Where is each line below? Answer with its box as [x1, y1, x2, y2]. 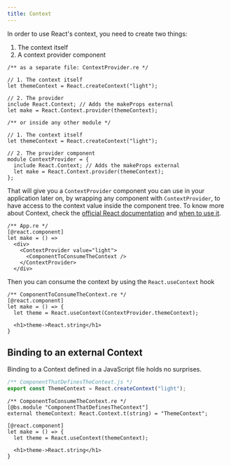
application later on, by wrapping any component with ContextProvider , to [7, 194, 220, 202]
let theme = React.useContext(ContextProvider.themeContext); [13, 309, 199, 316]
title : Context [7, 10, 52, 17]
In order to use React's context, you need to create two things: [7, 29, 188, 38]
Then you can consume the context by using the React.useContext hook [7, 277, 215, 285]
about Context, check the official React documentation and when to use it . [7, 209, 222, 217]
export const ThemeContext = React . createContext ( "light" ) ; [7, 386, 187, 393]
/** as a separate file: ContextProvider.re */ [7, 64, 149, 71]
